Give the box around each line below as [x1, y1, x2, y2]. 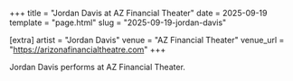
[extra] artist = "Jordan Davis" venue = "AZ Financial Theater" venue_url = [9, 35, 285, 45]
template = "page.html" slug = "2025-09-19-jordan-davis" [9, 17, 227, 28]
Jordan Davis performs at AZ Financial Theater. [9, 62, 185, 72]
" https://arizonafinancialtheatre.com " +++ [9, 44, 166, 55]
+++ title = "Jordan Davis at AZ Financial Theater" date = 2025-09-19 [9, 8, 268, 18]
